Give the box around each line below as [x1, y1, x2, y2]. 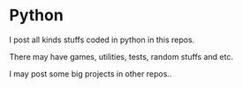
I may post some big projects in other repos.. [9, 68, 172, 79]
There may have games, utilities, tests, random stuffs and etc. [9, 51, 234, 62]
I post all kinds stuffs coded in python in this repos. [9, 34, 195, 45]
